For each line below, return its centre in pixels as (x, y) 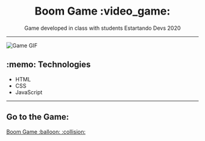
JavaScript (29, 92)
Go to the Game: (38, 117)
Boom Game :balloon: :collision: (46, 131)
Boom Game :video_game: (103, 11)
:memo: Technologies (49, 65)
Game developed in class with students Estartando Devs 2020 (103, 28)
